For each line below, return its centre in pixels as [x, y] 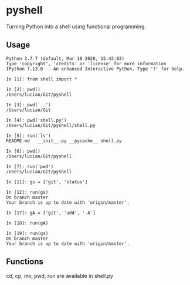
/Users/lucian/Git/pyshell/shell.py [51, 125]
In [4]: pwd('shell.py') [36, 120]
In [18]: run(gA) [27, 223]
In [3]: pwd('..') [28, 105]
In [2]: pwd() [23, 89]
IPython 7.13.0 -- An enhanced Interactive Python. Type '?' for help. [95, 69]
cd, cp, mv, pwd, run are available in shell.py [60, 276]
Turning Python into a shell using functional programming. [76, 26]
